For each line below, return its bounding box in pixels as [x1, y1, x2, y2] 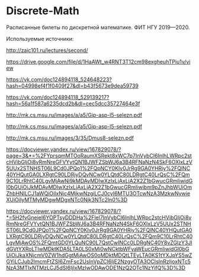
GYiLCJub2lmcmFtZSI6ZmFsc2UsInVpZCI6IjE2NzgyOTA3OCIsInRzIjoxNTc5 [6, 257, 191, 265]
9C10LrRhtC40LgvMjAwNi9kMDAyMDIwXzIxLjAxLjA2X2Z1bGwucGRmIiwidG [6, 177, 193, 184]
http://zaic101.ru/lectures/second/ [6, 46, 88, 54]
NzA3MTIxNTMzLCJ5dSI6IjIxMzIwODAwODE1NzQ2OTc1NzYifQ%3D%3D [6, 264, 185, 271]
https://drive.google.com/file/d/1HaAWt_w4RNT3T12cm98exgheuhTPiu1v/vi [6, 58, 191, 65]
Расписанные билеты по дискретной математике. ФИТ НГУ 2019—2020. [6, 24, 190, 31]
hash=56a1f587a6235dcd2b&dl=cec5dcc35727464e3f [6, 99, 140, 107]
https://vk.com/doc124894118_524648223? [6, 76, 113, 83]
